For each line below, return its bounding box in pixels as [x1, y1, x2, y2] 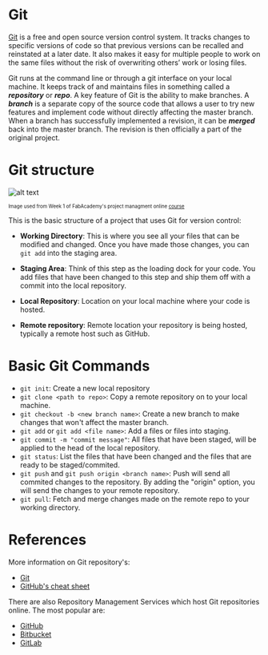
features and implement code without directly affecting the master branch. [8, 107, 254, 117]
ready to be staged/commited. [19, 459, 120, 470]
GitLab [19, 637, 42, 647]
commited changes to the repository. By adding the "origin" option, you [19, 477, 256, 487]
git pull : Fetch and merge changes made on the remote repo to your [19, 494, 250, 503]
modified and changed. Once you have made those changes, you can [19, 239, 250, 249]
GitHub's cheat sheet [19, 581, 90, 591]
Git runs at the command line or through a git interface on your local [8, 73, 232, 83]
